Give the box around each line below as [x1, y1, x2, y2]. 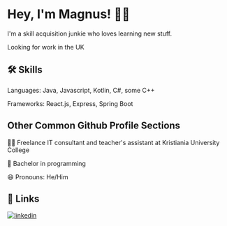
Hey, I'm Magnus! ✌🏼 [7, 6, 131, 22]
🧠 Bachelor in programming [7, 159, 86, 167]
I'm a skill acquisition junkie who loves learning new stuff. [7, 29, 173, 38]
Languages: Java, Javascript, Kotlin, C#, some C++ [7, 86, 155, 94]
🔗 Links [7, 193, 40, 204]
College [7, 146, 30, 154]
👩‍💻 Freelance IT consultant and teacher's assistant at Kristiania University [7, 138, 220, 146]
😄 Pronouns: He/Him [7, 172, 68, 181]
